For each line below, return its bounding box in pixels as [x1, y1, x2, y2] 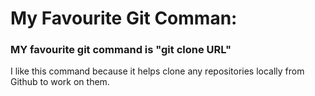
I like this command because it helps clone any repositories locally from [10, 65, 305, 77]
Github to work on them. [10, 76, 110, 88]
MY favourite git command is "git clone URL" [10, 43, 232, 57]
